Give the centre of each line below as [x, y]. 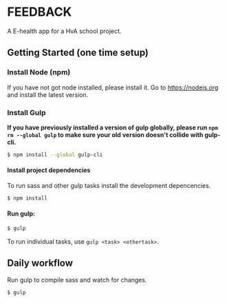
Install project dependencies [49, 170]
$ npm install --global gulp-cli [55, 155]
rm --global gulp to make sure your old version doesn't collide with [105, 134]
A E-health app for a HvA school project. [64, 31]
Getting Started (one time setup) [78, 53]
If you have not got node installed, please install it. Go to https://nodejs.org [113, 87]
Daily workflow [40, 263]
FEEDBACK [40, 12]
